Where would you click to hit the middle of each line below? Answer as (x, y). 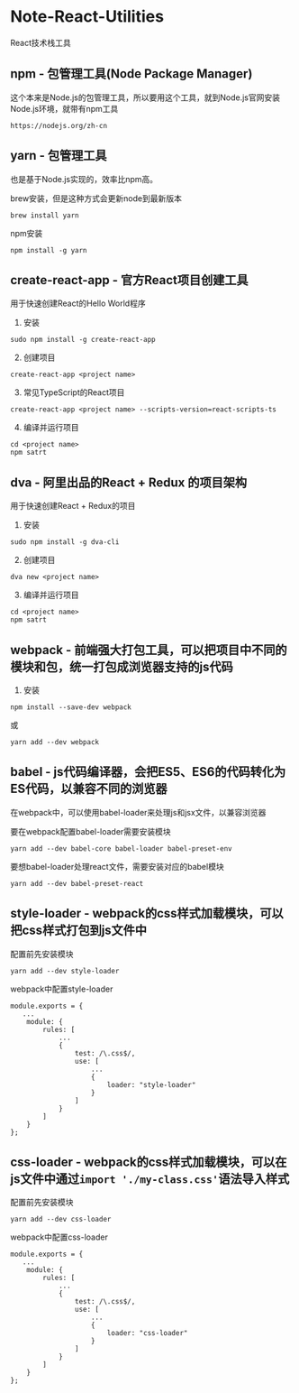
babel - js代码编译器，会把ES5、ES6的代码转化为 (148, 772)
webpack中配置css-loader (59, 1237)
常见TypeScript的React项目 (74, 392)
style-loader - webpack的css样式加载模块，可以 (147, 913)
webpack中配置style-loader (62, 989)
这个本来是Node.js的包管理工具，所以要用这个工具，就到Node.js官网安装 (145, 97)
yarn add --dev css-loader (61, 1220)
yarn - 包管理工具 (59, 156)
